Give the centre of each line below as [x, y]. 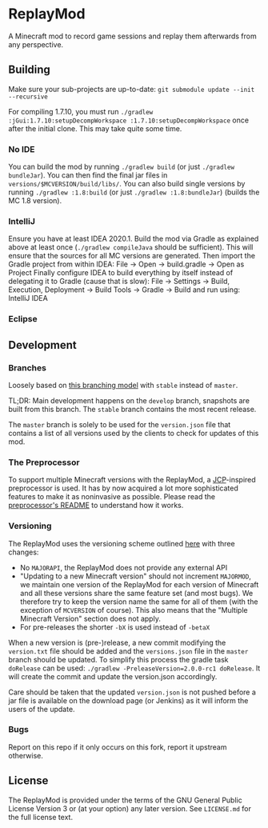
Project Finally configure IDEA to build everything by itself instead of [121, 273]
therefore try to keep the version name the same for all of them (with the [139, 602]
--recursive [28, 97]
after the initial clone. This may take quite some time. [95, 128]
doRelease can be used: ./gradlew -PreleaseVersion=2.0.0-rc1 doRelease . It [134, 668]
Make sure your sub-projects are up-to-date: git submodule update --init [132, 89]
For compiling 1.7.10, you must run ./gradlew [81, 111]
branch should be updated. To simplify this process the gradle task [118, 659]
